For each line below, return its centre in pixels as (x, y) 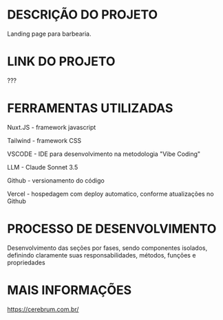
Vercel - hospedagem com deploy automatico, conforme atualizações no (111, 194)
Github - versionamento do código (56, 180)
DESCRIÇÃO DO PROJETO (83, 15)
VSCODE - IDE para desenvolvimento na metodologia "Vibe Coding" (104, 154)
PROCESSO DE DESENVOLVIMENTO (112, 229)
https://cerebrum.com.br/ (43, 309)
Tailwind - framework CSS (44, 140)
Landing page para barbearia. (49, 34)
